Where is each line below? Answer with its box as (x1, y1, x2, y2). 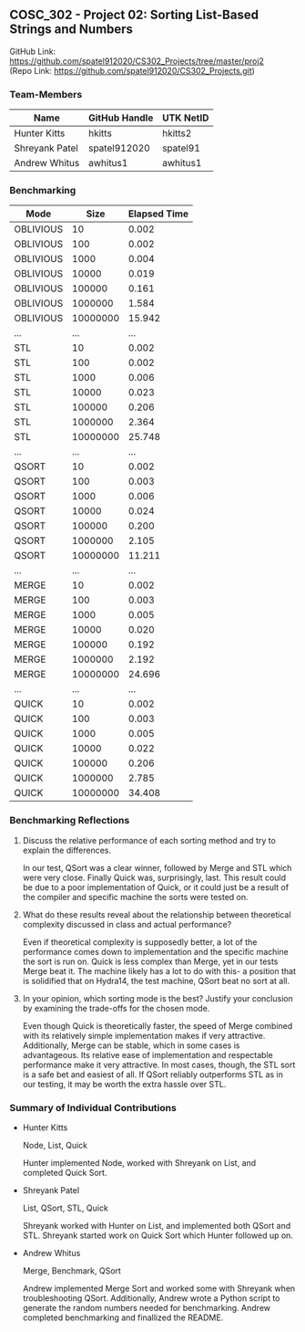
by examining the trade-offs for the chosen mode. (22, 1002, 210, 1013)
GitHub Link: (9, 46, 56, 57)
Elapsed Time (127, 207, 189, 220)
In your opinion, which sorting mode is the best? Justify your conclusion (22, 992, 293, 1003)
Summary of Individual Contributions (9, 1101, 178, 1114)
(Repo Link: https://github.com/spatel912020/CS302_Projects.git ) (9, 65, 255, 76)
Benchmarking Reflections (9, 814, 130, 827)
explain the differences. (22, 844, 112, 855)
